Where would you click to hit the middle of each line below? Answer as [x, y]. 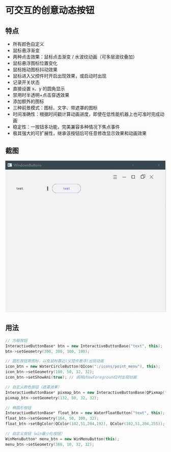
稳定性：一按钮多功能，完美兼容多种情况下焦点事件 [66, 127]
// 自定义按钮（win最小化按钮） [35, 434]
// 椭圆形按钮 [18, 408]
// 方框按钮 [17, 340]
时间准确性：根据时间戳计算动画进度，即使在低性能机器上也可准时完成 [86, 114]
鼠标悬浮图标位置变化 [35, 63]
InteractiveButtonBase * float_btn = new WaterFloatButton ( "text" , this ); [85, 413]
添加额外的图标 [28, 101]
